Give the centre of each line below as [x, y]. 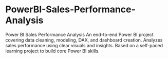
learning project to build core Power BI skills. [53, 51]
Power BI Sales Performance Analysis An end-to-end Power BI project [80, 34]
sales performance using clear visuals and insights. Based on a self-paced [84, 45]
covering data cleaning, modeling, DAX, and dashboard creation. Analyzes [84, 40]
